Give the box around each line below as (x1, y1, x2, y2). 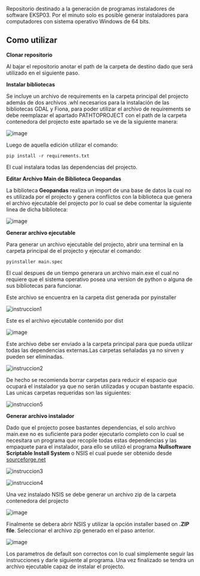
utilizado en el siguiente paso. (6, 69, 80, 76)
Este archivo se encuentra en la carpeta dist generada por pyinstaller (6, 294, 177, 301)
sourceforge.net (6, 456, 46, 463)
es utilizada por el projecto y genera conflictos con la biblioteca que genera (6, 193, 193, 200)
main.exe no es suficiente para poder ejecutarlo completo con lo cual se (6, 430, 184, 437)
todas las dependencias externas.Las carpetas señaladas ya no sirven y (6, 347, 184, 354)
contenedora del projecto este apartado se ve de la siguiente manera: (6, 118, 178, 125)
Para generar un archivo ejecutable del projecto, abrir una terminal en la (6, 240, 184, 248)
